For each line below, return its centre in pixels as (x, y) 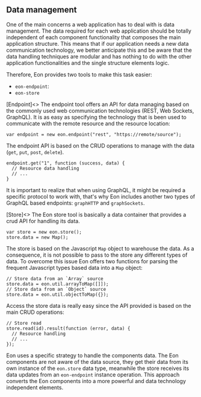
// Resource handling (39, 334)
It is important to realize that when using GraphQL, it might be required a (96, 190)
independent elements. (35, 387)
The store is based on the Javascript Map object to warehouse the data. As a (100, 248)
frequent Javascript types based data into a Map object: (74, 267)
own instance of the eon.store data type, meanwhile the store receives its (98, 368)
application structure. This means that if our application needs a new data (97, 43)
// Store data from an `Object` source (56, 289)
